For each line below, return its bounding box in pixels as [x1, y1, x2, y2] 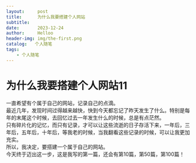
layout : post [6, 8, 48, 15]
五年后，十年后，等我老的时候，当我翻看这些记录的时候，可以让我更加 [21, 129, 190, 136]
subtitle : [6, 19, 30, 25]
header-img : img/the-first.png [6, 36, 82, 41]
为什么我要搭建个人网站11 [6, 79, 128, 92]
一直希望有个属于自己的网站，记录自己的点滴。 [6, 99, 118, 106]
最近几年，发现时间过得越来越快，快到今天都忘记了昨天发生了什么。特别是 [6, 106, 185, 114]
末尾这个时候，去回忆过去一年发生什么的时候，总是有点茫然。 [16, 114, 164, 121]
